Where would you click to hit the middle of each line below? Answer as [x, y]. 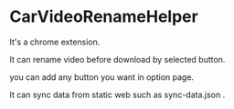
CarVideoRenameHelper [104, 17]
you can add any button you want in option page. [102, 77]
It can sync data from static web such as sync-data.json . [117, 94]
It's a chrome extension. [55, 42]
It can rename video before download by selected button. [117, 59]
